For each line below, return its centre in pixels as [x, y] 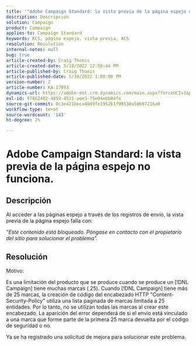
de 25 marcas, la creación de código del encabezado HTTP [78, 294]
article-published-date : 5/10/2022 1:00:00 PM [64, 77]
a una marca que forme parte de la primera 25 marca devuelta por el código [97, 319]
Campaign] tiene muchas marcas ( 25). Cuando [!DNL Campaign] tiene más [97, 288]
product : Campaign [28, 28]
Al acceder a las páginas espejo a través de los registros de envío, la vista [95, 214]
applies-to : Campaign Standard [44, 33]
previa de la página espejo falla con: [50, 221]
